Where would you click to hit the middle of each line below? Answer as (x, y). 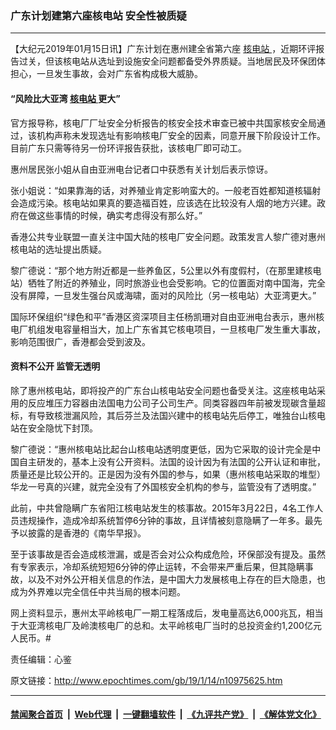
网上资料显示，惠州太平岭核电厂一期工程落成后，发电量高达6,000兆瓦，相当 (167, 613)
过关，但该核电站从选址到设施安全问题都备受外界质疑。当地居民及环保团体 (172, 61)
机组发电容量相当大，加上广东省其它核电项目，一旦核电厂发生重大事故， (176, 329)
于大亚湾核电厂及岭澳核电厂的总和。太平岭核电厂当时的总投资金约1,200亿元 (166, 625)
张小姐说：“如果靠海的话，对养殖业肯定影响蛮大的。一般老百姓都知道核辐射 (166, 190)
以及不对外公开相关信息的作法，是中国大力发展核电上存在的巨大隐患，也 (176, 579)
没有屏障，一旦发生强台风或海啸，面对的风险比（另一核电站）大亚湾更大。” (163, 295)
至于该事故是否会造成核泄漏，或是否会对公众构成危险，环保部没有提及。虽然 (168, 554)
